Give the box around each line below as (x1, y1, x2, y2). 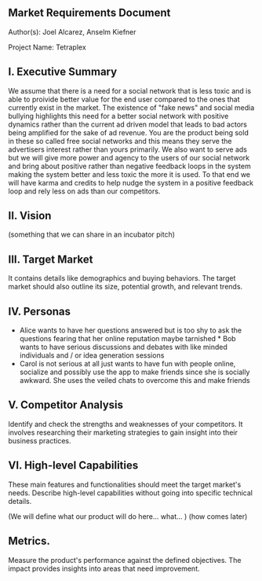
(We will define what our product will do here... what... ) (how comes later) (8, 511, 248, 521)
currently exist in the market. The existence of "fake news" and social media (8, 102, 255, 112)
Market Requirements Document (8, 6, 171, 20)
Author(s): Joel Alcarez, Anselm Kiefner (8, 27, 136, 36)
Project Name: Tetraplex (8, 42, 86, 52)
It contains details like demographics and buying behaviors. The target (8, 274, 236, 283)
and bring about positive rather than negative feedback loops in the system (8, 161, 251, 171)
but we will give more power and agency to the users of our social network (8, 153, 249, 162)
